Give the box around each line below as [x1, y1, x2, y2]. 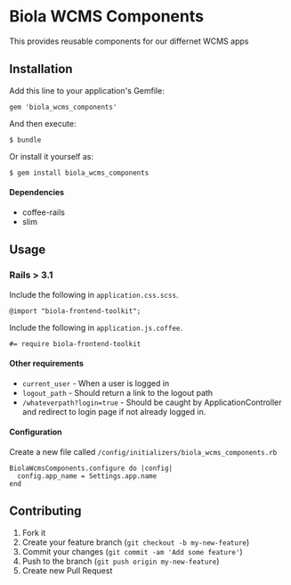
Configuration [9, 426, 62, 438]
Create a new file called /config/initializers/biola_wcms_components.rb [9, 447, 278, 457]
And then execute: [9, 118, 77, 128]
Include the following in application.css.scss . [9, 289, 179, 300]
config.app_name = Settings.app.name [17, 472, 158, 481]
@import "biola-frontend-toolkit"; [9, 306, 141, 316]
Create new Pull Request [21, 564, 113, 576]
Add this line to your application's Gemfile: [9, 85, 165, 95]
